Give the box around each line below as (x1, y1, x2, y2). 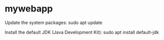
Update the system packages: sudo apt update (5, 19, 103, 25)
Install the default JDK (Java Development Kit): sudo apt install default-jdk (5, 29, 159, 35)
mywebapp (5, 3, 53, 14)
